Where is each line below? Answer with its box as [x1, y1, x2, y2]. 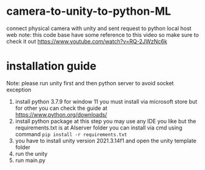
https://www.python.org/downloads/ [15, 110, 107, 118]
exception [6, 86, 32, 93]
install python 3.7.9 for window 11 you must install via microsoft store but [15, 98, 198, 105]
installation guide [6, 60, 97, 73]
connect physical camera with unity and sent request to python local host [6, 25, 192, 32]
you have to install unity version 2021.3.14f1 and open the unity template [15, 137, 197, 144]
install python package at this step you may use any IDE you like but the [15, 117, 196, 125]
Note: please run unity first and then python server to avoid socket [6, 79, 174, 87]
